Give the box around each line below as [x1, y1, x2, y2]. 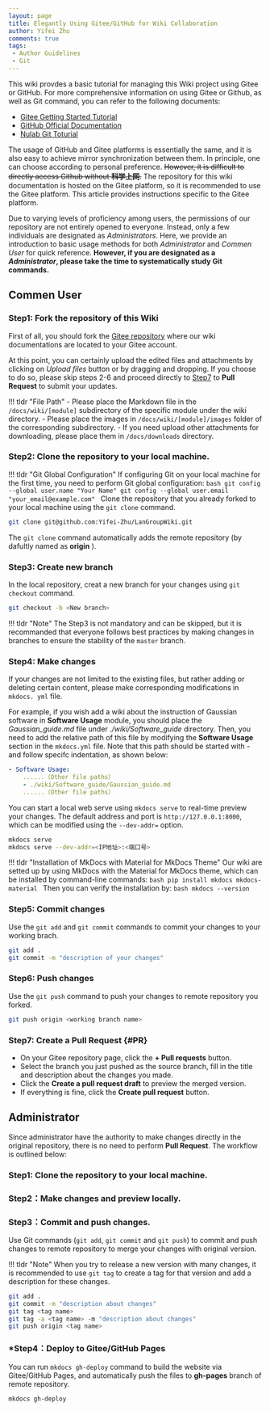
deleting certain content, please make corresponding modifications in [8, 683, 239, 693]
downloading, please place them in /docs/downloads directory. [8, 431, 214, 440]
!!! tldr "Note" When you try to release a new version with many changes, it [8, 1259, 256, 1269]
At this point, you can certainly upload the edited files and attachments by [8, 355, 254, 364]
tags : [8, 42, 27, 50]
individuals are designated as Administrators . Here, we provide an [8, 230, 227, 240]
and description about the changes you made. [19, 1070, 173, 1080]
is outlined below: [8, 1149, 67, 1159]
